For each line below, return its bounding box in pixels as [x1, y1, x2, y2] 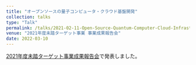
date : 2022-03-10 [6, 36, 48, 42]
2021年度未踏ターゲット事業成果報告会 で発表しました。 [6, 53, 141, 59]
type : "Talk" [6, 19, 38, 25]
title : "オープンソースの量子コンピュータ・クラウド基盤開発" [6, 8, 138, 15]
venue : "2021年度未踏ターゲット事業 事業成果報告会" [6, 30, 121, 36]
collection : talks [6, 14, 51, 20]
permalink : [6, 25, 33, 31]
